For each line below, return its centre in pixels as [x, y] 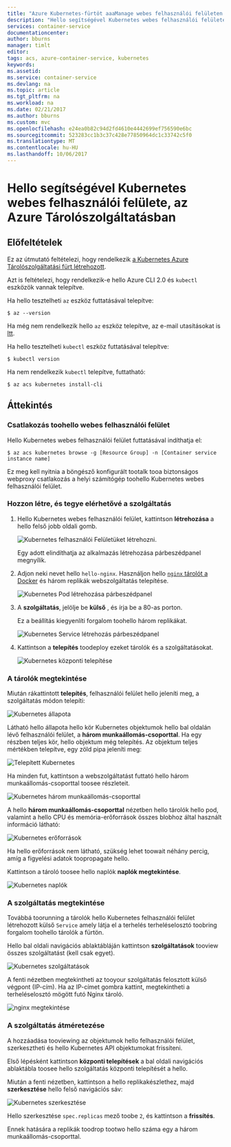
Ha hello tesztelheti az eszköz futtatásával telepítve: [80, 301]
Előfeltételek [35, 242]
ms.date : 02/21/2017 [37, 109]
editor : [18, 52]
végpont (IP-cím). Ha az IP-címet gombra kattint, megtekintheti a [99, 987]
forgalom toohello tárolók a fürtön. [56, 932]
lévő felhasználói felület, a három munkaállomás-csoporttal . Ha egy [104, 735]
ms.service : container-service [52, 77]
